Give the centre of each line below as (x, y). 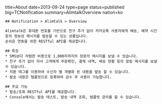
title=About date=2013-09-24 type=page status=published (65, 7)
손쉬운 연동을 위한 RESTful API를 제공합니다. (46, 41)
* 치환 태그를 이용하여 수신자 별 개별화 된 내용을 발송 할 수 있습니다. (68, 72)
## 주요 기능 (16, 87)
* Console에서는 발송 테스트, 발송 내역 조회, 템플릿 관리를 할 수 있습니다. (73, 97)
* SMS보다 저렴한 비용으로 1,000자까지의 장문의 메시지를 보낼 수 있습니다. (72, 56)
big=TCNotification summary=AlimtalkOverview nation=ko (64, 12)
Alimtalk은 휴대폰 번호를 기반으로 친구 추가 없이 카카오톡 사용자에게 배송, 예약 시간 (81, 31)
